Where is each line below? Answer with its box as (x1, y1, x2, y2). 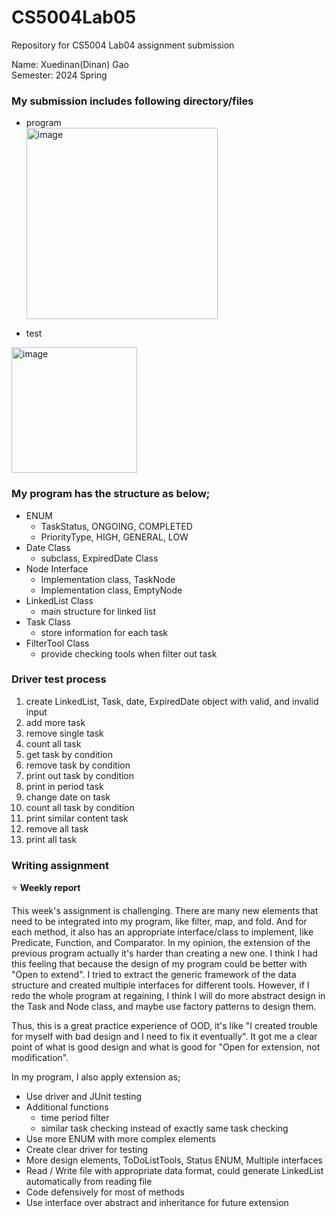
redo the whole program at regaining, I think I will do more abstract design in (11, 990, 326, 1002)
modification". (11, 1052, 69, 1064)
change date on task (25, 791, 111, 803)
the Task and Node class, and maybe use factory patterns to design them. (11, 1001, 317, 1013)
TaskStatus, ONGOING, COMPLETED (40, 520, 193, 532)
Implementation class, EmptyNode (40, 584, 183, 596)
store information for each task (40, 626, 169, 638)
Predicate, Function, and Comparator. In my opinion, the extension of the (11, 937, 311, 949)
